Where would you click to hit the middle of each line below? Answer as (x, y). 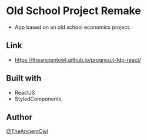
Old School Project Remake (73, 11)
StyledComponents (38, 99)
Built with (24, 79)
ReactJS (25, 92)
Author (19, 117)
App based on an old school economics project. (73, 27)
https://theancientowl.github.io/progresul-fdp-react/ (78, 59)
